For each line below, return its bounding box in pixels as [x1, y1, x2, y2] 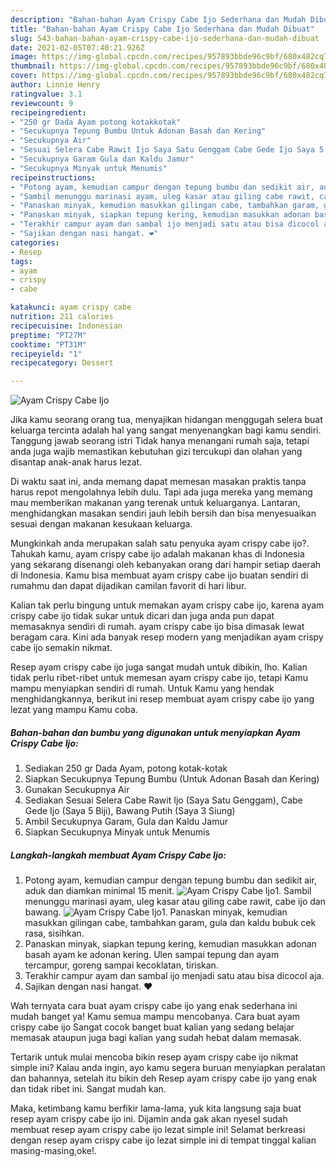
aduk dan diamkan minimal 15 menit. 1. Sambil [24, 885, 312, 897]
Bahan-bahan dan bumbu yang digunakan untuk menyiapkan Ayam [10, 726, 301, 738]
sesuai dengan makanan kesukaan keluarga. [10, 518, 193, 530]
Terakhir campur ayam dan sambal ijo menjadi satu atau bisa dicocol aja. [24, 970, 325, 982]
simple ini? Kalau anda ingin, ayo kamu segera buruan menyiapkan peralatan [10, 1062, 326, 1074]
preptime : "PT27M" [10, 330, 87, 340]
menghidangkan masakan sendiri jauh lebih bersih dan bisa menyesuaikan [10, 507, 317, 520]
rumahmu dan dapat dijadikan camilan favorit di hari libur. [10, 580, 247, 592]
